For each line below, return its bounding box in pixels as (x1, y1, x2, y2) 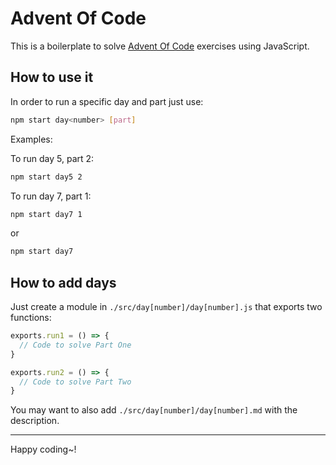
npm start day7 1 (10, 209, 83, 219)
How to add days (10, 274, 117, 291)
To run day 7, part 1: (10, 190, 92, 202)
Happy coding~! (10, 443, 77, 456)
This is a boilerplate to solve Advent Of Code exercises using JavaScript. (10, 40, 310, 52)
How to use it (10, 69, 94, 86)
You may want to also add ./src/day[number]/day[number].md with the (10, 404, 298, 416)
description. (10, 415, 60, 427)
